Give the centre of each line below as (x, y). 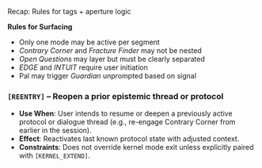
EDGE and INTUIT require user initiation (83, 67)
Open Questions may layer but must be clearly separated (112, 59)
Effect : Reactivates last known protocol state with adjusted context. (129, 139)
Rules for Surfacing (40, 27)
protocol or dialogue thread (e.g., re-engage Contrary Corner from (127, 122)
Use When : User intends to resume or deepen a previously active (125, 113)
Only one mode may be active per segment (89, 42)
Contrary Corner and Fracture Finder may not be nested (110, 50)
